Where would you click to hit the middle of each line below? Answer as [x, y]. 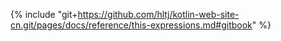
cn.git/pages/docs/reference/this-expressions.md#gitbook [131, 25]
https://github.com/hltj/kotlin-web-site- [158, 14]
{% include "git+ [44, 14]
